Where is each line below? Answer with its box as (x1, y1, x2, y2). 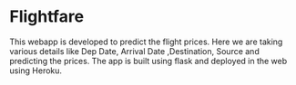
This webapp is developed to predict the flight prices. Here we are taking (9, 36, 283, 47)
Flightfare (9, 6, 85, 27)
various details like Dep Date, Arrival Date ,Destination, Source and (9, 45, 260, 56)
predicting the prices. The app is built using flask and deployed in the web (9, 55, 288, 66)
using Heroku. (9, 65, 62, 76)
